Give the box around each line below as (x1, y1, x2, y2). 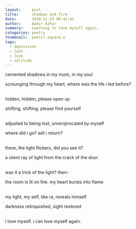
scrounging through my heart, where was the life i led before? (5, 81, 132, 87)
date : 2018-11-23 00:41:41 (5, 16, 74, 21)
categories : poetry (5, 30, 46, 35)
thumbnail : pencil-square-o (5, 35, 66, 40)
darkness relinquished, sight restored (5, 204, 81, 210)
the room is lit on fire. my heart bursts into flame (5, 179, 104, 185)
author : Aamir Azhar (5, 21, 57, 26)
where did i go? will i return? (5, 130, 63, 136)
